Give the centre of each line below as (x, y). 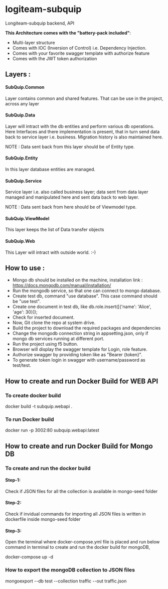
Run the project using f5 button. (45, 344)
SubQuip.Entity (22, 158)
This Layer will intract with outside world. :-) (51, 252)
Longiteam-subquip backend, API (40, 23)
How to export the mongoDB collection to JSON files (70, 570)
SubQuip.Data (20, 115)
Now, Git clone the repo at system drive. (54, 323)
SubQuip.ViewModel (27, 218)
